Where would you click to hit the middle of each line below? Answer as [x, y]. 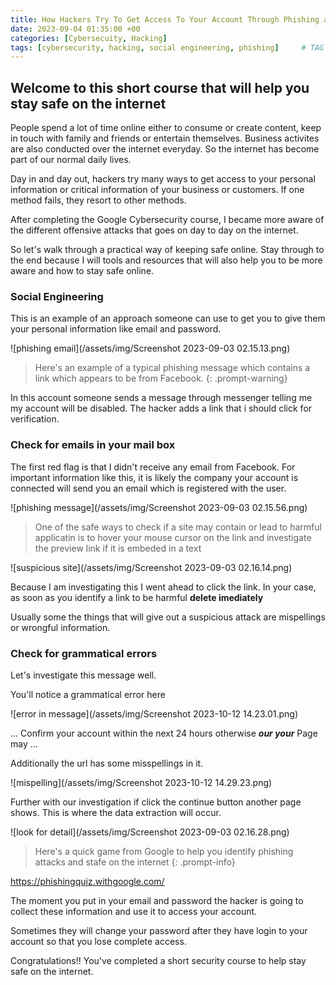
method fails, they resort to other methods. [98, 200]
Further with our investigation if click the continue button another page [156, 802]
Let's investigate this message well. [83, 675]
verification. [35, 419]
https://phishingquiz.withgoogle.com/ [87, 881]
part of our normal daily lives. [71, 160]
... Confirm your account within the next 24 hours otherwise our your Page [164, 733]
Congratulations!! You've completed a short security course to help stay [158, 960]
